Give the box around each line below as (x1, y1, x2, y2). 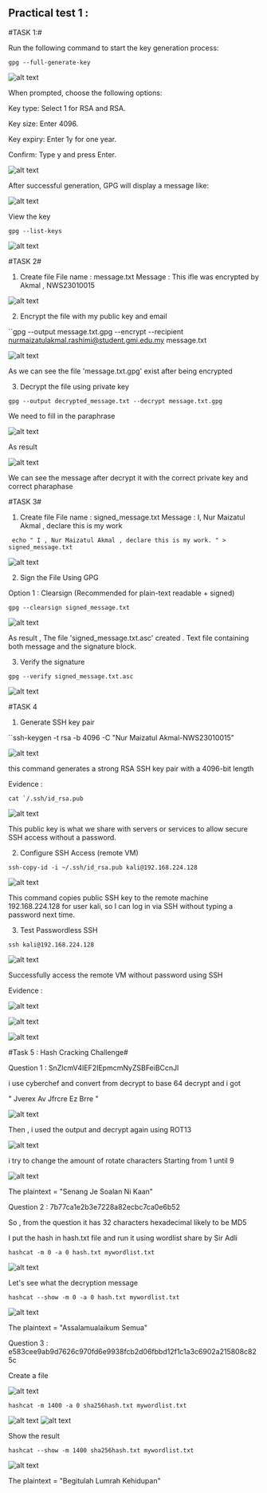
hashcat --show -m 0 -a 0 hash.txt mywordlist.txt (8, 1293, 180, 1301)
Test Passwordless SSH (19, 925, 98, 934)
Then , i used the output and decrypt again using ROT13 (8, 1124, 192, 1134)
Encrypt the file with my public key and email (19, 311, 167, 321)
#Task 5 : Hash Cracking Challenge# (8, 1047, 129, 1057)
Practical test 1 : (8, 6, 89, 20)
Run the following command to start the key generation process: (8, 43, 219, 53)
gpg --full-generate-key (8, 58, 91, 66)
